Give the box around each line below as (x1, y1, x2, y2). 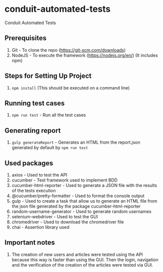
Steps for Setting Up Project (4, 72, 92, 80)
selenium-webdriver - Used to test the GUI (11, 214, 98, 219)
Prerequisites (4, 34, 47, 42)
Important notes (4, 239, 55, 247)
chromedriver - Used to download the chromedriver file (11, 219, 124, 225)
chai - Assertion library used (11, 224, 70, 230)
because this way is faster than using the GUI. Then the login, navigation (11, 257, 159, 263)
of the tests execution (11, 188, 56, 193)
